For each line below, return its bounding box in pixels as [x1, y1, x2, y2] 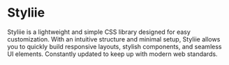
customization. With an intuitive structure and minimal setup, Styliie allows [7, 35, 221, 43]
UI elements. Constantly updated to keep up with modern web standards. [7, 50, 218, 58]
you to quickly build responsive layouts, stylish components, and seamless [7, 42, 222, 50]
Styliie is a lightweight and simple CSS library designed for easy [7, 28, 191, 36]
